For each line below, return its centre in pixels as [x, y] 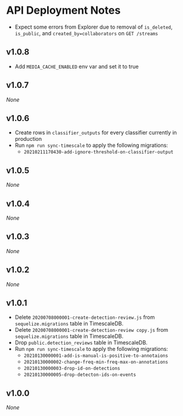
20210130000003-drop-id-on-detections [72, 369]
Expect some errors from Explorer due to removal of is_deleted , [94, 27]
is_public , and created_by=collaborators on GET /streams [86, 33]
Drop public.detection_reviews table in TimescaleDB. [81, 343]
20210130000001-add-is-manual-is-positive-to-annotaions [96, 356]
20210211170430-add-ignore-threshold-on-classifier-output [99, 152]
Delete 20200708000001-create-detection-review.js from [85, 318]
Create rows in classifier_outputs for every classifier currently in [96, 132]
